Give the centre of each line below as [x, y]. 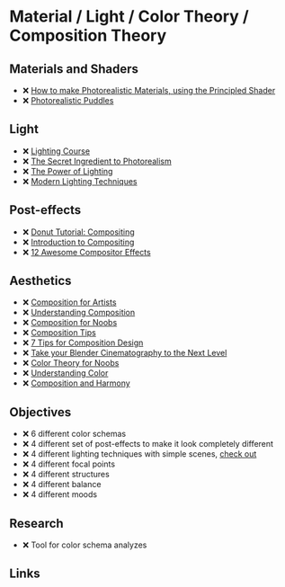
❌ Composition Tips [59, 333]
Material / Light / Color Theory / [129, 17]
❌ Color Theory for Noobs [71, 363]
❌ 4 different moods [59, 494]
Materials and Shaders [74, 69]
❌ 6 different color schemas [74, 434]
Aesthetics [40, 281]
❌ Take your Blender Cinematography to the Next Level [125, 353]
